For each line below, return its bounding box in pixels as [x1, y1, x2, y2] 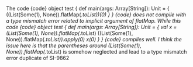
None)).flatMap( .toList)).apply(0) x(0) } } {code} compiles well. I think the [6, 36, 182, 43]
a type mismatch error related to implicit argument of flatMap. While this [6, 17, 181, 24]
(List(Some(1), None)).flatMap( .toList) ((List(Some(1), [6, 30, 133, 37]
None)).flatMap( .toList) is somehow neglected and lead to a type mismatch [6, 48, 187, 55]
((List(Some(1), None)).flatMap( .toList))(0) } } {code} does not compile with [6, 11, 187, 18]
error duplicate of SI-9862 [6, 55, 70, 61]
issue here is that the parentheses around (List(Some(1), [6, 42, 142, 49]
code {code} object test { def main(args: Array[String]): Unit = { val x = [6, 23, 177, 30]
